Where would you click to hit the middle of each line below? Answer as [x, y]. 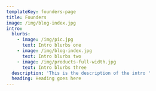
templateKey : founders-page [41, 12]
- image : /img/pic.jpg [45, 40]
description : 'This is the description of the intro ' [81, 73]
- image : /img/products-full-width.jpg [67, 62]
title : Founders [26, 17]
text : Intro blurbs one [52, 45]
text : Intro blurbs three [54, 67]
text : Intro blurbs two [52, 56]
